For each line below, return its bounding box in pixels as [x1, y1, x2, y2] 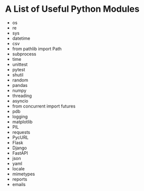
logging [12, 113, 28, 119]
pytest [12, 66, 26, 72]
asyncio [12, 98, 29, 104]
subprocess [12, 51, 36, 57]
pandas [12, 82, 28, 88]
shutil [12, 72, 24, 78]
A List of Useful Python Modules [5, 3, 140, 15]
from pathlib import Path [12, 46, 62, 52]
